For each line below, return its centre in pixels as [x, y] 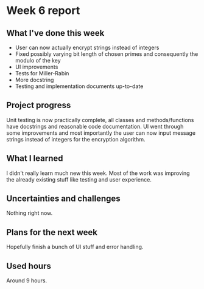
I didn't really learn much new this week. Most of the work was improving [98, 173]
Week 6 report [43, 11]
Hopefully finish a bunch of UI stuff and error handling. [75, 247]
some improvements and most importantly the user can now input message [101, 133]
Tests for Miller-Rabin [42, 73]
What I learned [35, 158]
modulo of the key [38, 60]
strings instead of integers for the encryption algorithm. [76, 139]
